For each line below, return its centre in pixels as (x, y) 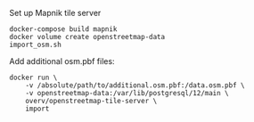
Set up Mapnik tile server (55, 13)
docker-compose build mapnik (63, 29)
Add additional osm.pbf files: (62, 61)
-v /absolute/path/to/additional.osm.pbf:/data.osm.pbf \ (135, 85)
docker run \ (33, 77)
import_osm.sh (36, 45)
